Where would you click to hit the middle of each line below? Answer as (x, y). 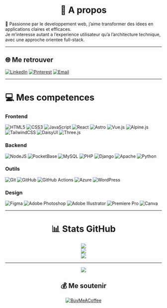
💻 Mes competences (50, 97)
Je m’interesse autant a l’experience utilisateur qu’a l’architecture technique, (83, 34)
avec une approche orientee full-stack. (45, 40)
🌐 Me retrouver (29, 60)
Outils (12, 169)
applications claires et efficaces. (38, 29)
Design (14, 192)
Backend (16, 145)
